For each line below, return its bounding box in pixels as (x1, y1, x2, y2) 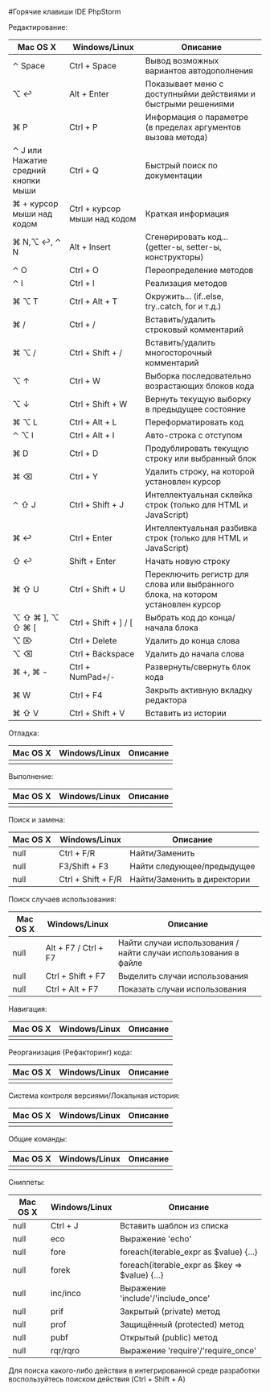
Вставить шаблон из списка (119, 1220, 229, 1231)
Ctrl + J (51, 1220, 79, 1231)
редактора (145, 694, 187, 706)
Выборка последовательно (145, 371, 252, 381)
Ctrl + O (69, 265, 99, 275)
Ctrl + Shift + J (69, 499, 125, 510)
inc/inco (51, 1288, 82, 1299)
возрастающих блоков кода (145, 380, 255, 391)
